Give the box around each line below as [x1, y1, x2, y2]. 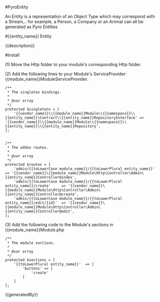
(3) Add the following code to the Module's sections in [5, 222, 113, 228]
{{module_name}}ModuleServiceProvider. [5, 76, 89, 82]
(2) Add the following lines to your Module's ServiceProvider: [5, 71, 127, 77]
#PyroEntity [5, 4, 29, 10]
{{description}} [5, 43, 35, 48]
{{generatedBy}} [5, 292, 38, 297]
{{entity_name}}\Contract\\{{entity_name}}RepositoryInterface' [5, 115, 138, 120]
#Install [5, 52, 20, 58]
